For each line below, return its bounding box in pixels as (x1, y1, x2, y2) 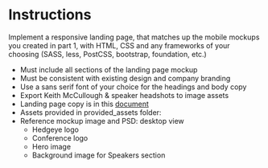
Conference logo (31, 133, 89, 142)
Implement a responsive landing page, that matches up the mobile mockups (8, 32, 260, 42)
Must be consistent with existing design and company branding (19, 73, 231, 83)
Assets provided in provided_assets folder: (19, 107, 162, 117)
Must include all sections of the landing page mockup (19, 64, 198, 74)
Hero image (31, 141, 71, 151)
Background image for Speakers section (31, 150, 166, 160)
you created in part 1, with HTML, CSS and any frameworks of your (8, 40, 231, 50)
